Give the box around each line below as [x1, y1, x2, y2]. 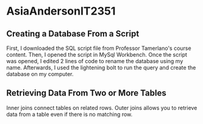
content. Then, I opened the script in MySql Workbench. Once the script [6, 51, 188, 58]
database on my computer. [6, 71, 74, 77]
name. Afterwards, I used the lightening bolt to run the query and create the [6, 64, 196, 71]
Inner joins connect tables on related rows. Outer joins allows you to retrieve [6, 104, 198, 111]
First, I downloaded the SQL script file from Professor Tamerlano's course [6, 44, 191, 52]
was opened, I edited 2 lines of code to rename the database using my [6, 58, 183, 64]
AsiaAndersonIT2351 [6, 4, 116, 18]
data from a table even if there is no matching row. [6, 111, 133, 118]
